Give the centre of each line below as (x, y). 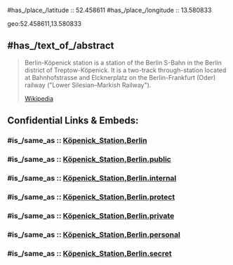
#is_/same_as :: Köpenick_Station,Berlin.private (91, 215)
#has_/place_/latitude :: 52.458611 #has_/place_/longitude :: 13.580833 (109, 10)
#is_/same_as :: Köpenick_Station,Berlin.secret (89, 253)
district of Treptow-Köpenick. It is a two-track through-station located (125, 70)
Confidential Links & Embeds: (73, 121)
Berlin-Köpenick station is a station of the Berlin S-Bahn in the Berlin (123, 62)
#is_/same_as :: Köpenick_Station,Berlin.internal (92, 178)
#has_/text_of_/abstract (61, 46)
